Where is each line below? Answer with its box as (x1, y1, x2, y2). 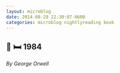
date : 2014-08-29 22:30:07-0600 (6, 14, 85, 20)
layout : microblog (6, 8, 51, 15)
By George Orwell (6, 60, 49, 67)
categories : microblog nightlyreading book (6, 19, 115, 25)
